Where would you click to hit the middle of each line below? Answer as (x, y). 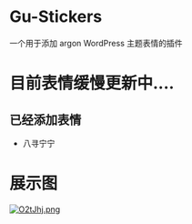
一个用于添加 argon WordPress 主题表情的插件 (96, 43)
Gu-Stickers (56, 17)
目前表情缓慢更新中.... (92, 83)
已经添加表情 (45, 120)
